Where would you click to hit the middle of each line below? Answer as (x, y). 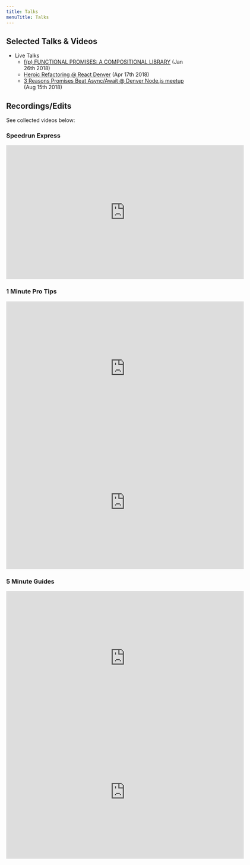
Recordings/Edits (39, 106)
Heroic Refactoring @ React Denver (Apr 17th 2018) (86, 74)
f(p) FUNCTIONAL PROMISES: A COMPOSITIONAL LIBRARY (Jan (103, 62)
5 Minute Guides (30, 581)
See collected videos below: (41, 120)
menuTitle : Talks (28, 17)
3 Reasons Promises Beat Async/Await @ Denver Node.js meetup (104, 81)
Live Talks (27, 56)
